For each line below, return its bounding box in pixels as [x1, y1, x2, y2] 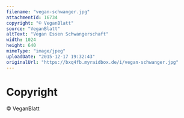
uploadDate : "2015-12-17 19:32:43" [6, 54, 96, 60]
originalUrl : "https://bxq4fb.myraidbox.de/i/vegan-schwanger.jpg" [6, 59, 179, 65]
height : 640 [6, 43, 36, 49]
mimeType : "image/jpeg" [6, 48, 66, 54]
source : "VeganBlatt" [6, 25, 61, 32]
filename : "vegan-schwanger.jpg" [6, 8, 90, 15]
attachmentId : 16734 [6, 14, 58, 20]
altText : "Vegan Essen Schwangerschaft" [6, 31, 109, 37]
